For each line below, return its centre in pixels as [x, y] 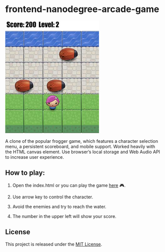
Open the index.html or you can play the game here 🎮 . [69, 185]
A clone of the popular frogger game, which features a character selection [82, 141]
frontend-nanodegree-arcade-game [82, 9]
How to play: [25, 173]
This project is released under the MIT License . [54, 244]
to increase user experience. [34, 157]
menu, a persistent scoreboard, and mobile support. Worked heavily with [80, 146]
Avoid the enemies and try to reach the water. [59, 206]
